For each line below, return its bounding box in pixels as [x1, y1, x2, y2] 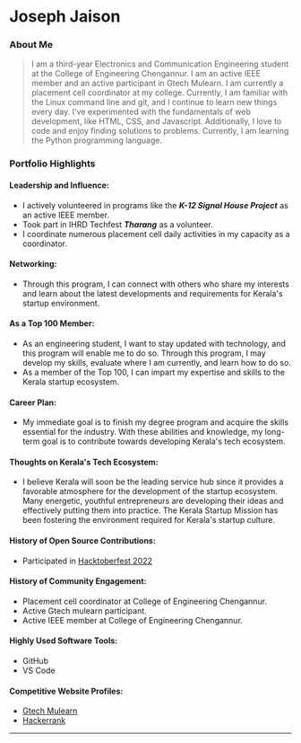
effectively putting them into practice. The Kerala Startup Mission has [21, 505, 279, 516]
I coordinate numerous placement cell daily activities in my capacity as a [21, 228, 290, 239]
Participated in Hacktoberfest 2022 [21, 555, 153, 566]
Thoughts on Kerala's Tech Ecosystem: [9, 456, 159, 467]
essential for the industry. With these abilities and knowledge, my [21, 427, 263, 438]
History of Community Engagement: [9, 576, 147, 587]
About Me [9, 39, 54, 51]
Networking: [9, 259, 57, 270]
